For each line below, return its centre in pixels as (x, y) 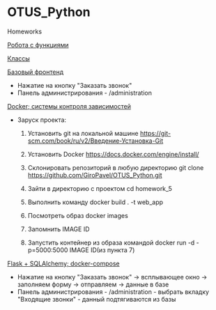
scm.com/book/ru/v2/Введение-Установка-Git (95, 141)
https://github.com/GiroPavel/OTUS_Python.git (95, 175)
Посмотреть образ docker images (78, 215)
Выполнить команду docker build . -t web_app (95, 202)
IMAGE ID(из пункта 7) (102, 250)
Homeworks (25, 31)
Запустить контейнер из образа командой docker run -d (111, 242)
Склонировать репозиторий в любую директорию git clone (116, 167)
